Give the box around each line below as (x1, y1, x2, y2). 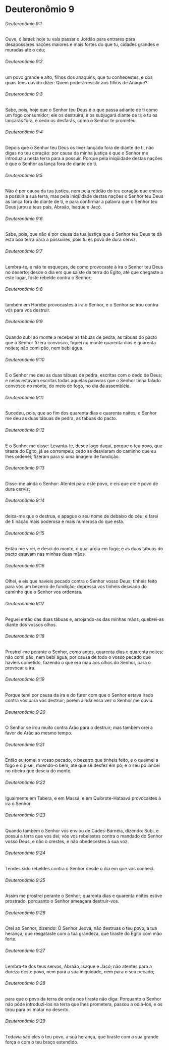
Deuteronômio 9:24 (5, 850, 46, 856)
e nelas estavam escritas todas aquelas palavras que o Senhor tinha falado (5, 378, 161, 384)
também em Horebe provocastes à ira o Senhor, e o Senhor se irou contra (5, 301, 159, 307)
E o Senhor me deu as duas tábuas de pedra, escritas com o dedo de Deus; (5, 372, 162, 378)
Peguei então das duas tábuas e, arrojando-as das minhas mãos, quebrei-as (5, 616, 164, 622)
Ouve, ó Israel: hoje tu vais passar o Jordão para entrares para (5, 36, 135, 42)
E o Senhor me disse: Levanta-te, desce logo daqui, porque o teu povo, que (5, 443, 162, 449)
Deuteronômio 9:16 (5, 562, 45, 568)
